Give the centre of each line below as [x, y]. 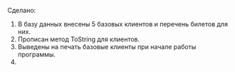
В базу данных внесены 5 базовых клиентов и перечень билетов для [122, 24]
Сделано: [22, 10]
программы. [36, 54]
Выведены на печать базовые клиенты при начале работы [107, 47]
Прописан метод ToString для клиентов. [79, 39]
